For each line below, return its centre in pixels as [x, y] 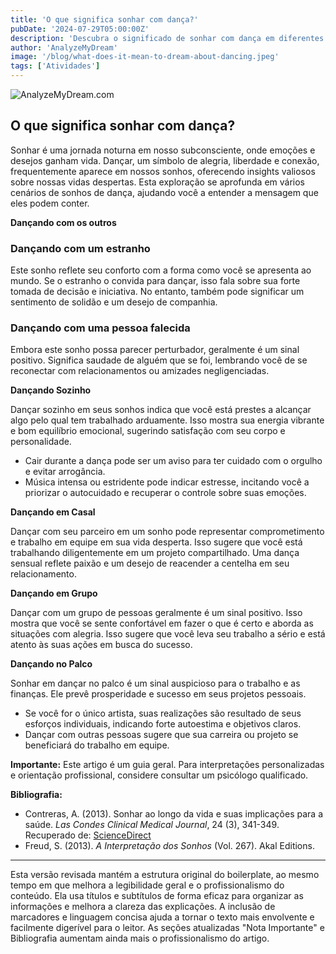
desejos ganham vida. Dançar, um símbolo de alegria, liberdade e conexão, [165, 160]
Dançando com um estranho [80, 248]
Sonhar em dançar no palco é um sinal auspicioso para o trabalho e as [155, 683]
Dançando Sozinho [51, 390]
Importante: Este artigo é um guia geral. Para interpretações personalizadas [167, 765]
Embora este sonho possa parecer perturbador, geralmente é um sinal [155, 350]
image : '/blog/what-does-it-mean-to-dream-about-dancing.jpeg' [145, 57]
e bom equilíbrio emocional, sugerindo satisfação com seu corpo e [148, 431]
